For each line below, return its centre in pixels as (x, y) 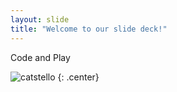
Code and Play (40, 57)
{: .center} (78, 77)
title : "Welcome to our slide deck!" (89, 29)
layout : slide (40, 19)
